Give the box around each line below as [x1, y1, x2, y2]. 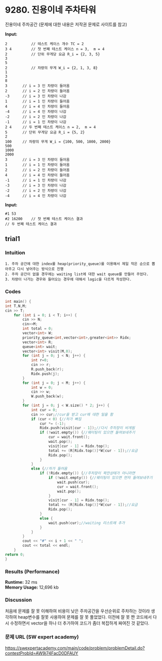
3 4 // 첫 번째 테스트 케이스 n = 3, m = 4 [5, 47, 105, 52]
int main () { [5, 299, 32, 304]
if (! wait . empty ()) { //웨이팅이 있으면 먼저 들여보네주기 [48, 475, 153, 480]
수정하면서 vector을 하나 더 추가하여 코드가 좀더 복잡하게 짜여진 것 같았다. [10, 620, 149, 626]
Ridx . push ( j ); [31, 371, 60, 376]
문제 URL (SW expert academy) [5, 634, 79, 641]
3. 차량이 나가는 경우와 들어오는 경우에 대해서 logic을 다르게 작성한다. [5, 277, 132, 282]
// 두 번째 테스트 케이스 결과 [5, 222, 57, 226]
